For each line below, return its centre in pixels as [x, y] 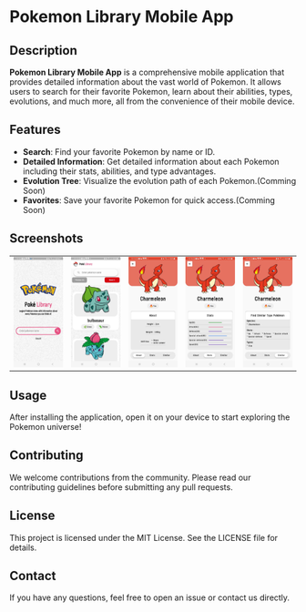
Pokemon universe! [46, 426]
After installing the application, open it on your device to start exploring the [150, 417]
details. [23, 547]
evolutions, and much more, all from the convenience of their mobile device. [152, 101]
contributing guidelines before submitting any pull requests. [122, 487]
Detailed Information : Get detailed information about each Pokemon [151, 161]
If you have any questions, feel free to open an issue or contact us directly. [149, 597]
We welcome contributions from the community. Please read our [130, 477]
